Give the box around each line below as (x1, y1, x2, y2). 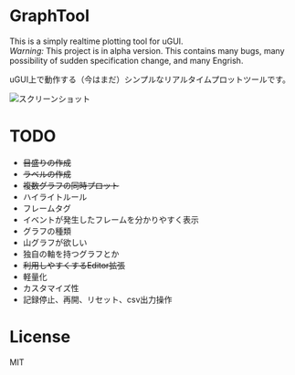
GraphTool (9, 5, 90, 26)
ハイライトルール (22, 191, 88, 202)
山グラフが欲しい (22, 236, 88, 247)
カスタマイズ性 (22, 282, 79, 293)
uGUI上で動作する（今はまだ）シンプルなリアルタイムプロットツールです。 (9, 74, 290, 85)
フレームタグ (22, 203, 71, 214)
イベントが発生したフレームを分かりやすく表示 (22, 214, 199, 224)
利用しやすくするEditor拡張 (22, 259, 126, 270)
